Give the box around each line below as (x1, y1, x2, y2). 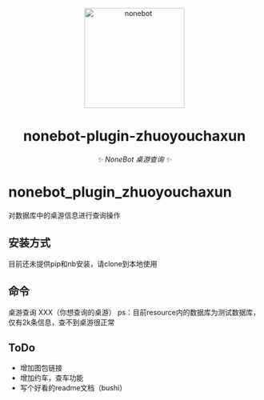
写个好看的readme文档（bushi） (19, 383, 126, 393)
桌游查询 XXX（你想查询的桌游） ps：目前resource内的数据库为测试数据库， (8, 307, 260, 317)
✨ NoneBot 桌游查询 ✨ (97, 154, 172, 164)
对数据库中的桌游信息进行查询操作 (8, 210, 121, 220)
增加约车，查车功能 (19, 373, 84, 383)
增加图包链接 (19, 363, 62, 373)
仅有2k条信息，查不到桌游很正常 (8, 317, 115, 327)
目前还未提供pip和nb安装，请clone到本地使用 (8, 258, 158, 268)
